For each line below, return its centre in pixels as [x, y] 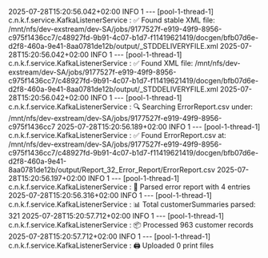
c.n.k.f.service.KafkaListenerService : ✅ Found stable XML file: [112, 20]
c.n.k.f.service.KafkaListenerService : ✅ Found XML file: [101, 63]
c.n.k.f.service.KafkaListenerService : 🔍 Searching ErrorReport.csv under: [131, 107]
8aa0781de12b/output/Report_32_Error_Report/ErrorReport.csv [112, 170]
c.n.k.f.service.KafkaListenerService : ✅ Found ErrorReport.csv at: [117, 135]
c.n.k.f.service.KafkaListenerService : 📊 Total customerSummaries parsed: [132, 204]
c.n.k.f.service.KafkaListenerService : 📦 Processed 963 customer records [131, 225]
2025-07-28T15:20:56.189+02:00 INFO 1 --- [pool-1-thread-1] [159, 127]
